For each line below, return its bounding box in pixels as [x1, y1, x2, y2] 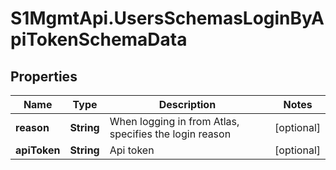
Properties [10, 68, 78, 85]
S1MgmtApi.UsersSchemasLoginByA [10, 7, 325, 30]
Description [158, 98, 217, 111]
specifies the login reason [109, 127, 232, 141]
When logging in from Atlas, [109, 115, 240, 128]
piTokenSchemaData [10, 28, 188, 51]
